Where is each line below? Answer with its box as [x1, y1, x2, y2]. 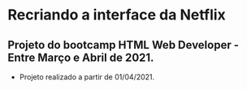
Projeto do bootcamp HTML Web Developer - [7, 38, 240, 52]
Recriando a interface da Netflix [7, 6, 227, 24]
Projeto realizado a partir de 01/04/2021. [19, 72, 155, 82]
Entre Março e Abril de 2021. [7, 50, 154, 64]
